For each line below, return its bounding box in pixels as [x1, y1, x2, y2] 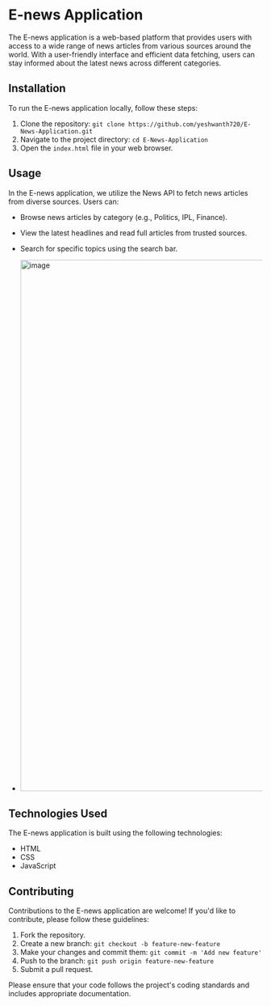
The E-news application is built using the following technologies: [8, 828, 223, 838]
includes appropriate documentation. [8, 989, 131, 999]
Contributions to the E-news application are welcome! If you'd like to [8, 906, 236, 915]
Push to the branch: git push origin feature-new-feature [19, 956, 215, 966]
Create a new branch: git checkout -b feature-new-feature [19, 939, 220, 949]
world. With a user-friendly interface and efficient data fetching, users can [8, 49, 256, 59]
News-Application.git [19, 127, 93, 135]
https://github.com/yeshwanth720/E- [127, 120, 252, 129]
